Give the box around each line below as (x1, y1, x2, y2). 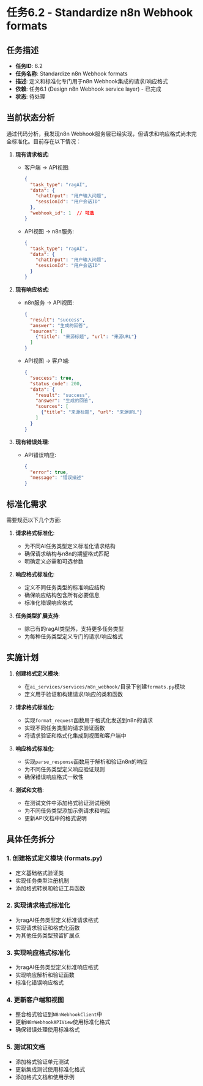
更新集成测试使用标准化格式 (15, 1065, 86, 1073)
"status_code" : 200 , (29, 380, 83, 387)
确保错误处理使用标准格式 (15, 1026, 80, 1033)
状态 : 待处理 (15, 93, 46, 100)
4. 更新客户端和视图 (6, 996, 64, 1005)
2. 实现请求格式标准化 (6, 901, 70, 910)
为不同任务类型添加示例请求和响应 (24, 807, 111, 814)
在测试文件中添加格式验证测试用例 (24, 799, 111, 806)
